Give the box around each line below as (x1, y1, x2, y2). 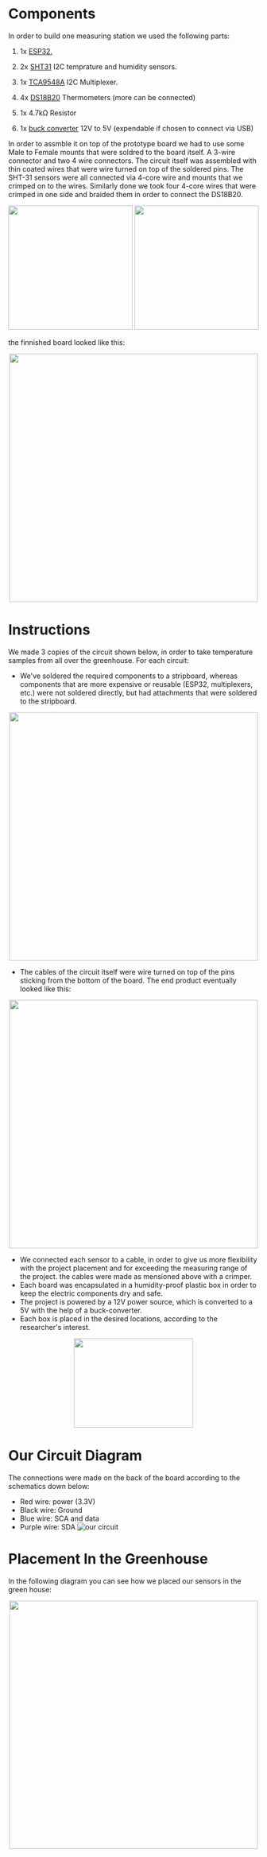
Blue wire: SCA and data (19, 1514, 99, 1523)
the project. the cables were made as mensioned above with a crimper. (19, 1271, 253, 1281)
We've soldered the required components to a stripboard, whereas (19, 671, 238, 680)
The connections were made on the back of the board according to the (8, 1472, 241, 1483)
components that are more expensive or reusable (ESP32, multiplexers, (19, 679, 253, 688)
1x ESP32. (19, 46, 53, 56)
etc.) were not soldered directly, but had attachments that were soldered (19, 688, 257, 697)
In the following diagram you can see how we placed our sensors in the (8, 1576, 242, 1586)
